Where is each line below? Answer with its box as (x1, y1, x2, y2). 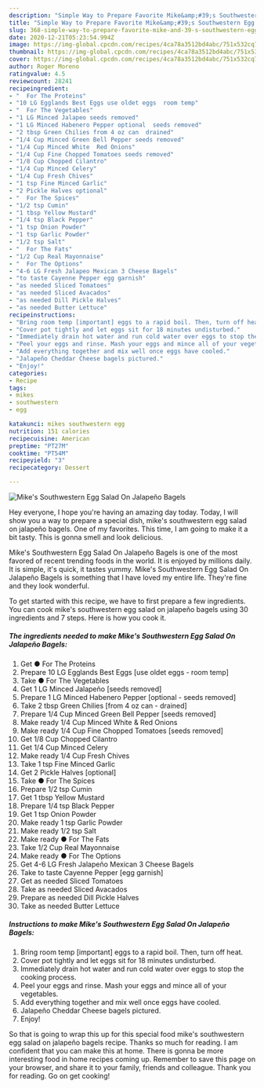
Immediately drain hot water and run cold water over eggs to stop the (20, 964, 244, 973)
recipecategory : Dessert (9, 464, 90, 472)
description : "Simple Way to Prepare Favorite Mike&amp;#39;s (9, 11, 216, 20)
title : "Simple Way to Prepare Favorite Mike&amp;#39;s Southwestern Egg (9, 19, 255, 27)
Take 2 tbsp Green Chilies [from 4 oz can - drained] (20, 701, 187, 710)
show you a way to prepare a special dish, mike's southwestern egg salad (9, 516, 248, 525)
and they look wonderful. (9, 581, 89, 590)
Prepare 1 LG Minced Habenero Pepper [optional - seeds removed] (20, 692, 237, 702)
